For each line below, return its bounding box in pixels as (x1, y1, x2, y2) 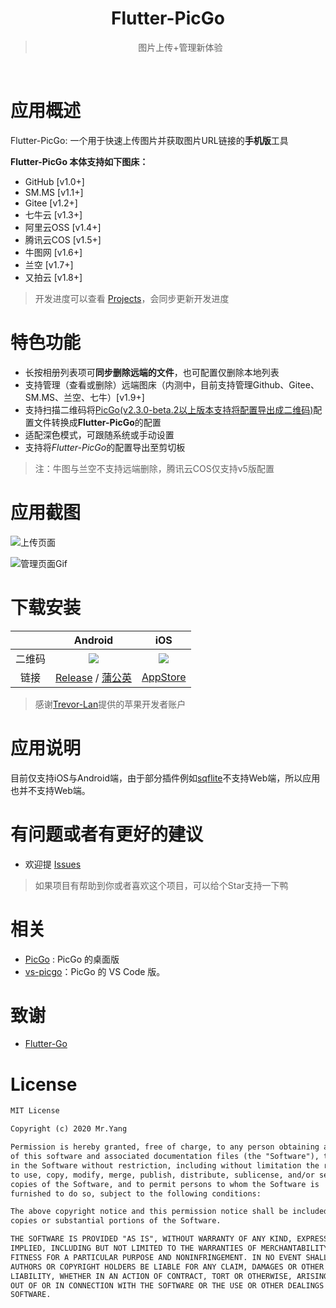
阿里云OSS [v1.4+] (24, 221, 102, 233)
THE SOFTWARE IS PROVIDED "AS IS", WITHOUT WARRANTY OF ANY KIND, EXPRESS (10, 1234, 329, 1244)
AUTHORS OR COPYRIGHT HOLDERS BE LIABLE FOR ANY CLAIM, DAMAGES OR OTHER (10, 1262, 325, 1272)
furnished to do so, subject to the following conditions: (10, 1188, 262, 1199)
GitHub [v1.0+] (24, 175, 85, 187)
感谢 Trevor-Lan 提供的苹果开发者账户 (34, 698, 187, 710)
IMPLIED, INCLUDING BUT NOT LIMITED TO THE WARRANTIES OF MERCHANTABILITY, (10, 1243, 333, 1253)
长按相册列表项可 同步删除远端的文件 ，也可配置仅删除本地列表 (24, 366, 280, 378)
